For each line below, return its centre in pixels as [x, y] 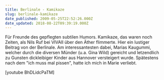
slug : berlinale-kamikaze [31, 14]
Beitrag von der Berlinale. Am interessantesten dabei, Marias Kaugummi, [78, 47]
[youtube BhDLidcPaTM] [30, 72]
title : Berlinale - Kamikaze [35, 10]
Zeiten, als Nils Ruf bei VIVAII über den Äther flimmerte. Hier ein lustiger [77, 42]
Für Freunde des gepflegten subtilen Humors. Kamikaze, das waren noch [79, 37]
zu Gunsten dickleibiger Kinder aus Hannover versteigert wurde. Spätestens [82, 58]
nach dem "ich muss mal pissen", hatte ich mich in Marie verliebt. [71, 63]
